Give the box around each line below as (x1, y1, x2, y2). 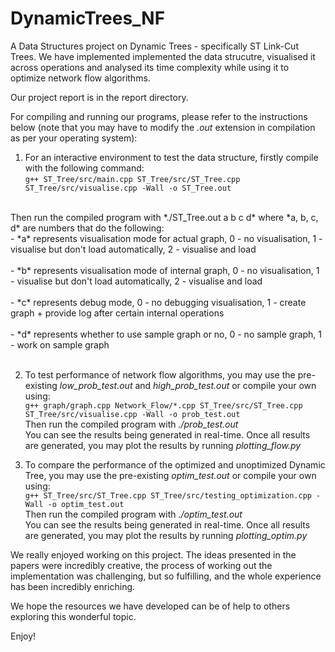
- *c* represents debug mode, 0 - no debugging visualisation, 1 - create (10, 296, 307, 308)
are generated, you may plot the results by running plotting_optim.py (24, 529, 308, 541)
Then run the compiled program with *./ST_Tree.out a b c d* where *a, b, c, (10, 211, 319, 223)
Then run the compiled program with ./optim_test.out (24, 508, 243, 520)
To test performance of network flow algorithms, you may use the (24, 368, 296, 381)
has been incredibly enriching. (10, 580, 136, 592)
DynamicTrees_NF (10, 7, 166, 30)
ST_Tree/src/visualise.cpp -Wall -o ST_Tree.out (24, 183, 232, 193)
